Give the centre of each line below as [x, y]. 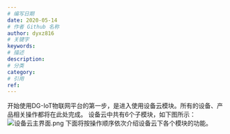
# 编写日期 [21, 14]
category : [22, 72]
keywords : [22, 46]
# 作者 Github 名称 [33, 27]
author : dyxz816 [31, 33]
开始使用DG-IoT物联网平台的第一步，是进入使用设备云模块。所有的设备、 [112, 106]
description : [26, 59]
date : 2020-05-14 [32, 20]
